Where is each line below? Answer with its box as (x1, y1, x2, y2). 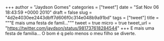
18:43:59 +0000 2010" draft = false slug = (5, 9, 92, 15)
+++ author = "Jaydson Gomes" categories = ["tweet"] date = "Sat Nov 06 (5, 4, 159, 10)
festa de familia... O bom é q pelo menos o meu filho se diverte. (5, 31, 136, 36)
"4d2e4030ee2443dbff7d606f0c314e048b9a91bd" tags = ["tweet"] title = (5, 15, 159, 20)
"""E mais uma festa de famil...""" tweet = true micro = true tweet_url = (5, 20, 151, 26)
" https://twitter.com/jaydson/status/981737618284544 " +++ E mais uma (5, 25, 154, 31)
